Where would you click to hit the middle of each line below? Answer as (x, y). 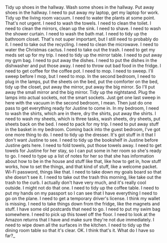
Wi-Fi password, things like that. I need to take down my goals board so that (83, 172)
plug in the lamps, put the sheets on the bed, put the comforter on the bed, (82, 81)
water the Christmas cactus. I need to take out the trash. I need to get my (80, 50)
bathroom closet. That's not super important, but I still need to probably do (82, 39)
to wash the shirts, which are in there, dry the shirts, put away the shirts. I (81, 113)
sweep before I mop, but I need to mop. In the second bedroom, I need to (81, 76)
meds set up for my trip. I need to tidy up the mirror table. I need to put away (84, 55)
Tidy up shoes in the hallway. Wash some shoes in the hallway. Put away (80, 7)
